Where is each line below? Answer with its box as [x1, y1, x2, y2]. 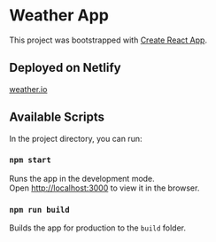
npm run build [9, 205, 70, 215]
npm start [9, 155, 51, 165]
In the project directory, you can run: [9, 133, 143, 144]
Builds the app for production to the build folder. [9, 222, 187, 233]
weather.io [9, 83, 48, 94]
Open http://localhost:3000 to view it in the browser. [9, 183, 200, 193]
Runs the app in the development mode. [9, 173, 155, 183]
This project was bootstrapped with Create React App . [9, 35, 208, 45]
